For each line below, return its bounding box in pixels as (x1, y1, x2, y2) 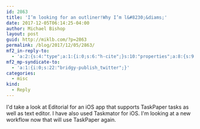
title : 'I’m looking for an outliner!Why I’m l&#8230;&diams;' (6, 14, 168, 20)
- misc (11, 76, 28, 82)
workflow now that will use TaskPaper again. (6, 116, 116, 123)
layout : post (6, 31, 39, 37)
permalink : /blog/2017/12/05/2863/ (6, 43, 95, 49)
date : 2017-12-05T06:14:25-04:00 (6, 20, 90, 26)
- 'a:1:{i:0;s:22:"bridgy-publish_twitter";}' (11, 64, 130, 71)
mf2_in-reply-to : (6, 48, 50, 54)
